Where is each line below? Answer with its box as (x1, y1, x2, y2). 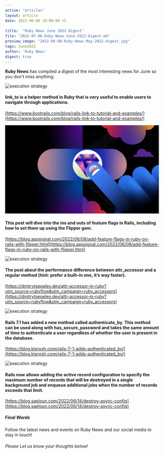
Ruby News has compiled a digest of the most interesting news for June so (5, 68, 157, 74)
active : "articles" (5, 8, 45, 13)
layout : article (5, 13, 38, 18)
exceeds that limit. (5, 387, 44, 393)
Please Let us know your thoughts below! (5, 443, 88, 449)
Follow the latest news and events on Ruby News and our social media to (5, 427, 152, 432)
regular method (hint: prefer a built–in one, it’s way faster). (5, 272, 126, 278)
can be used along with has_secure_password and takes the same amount (5, 324, 159, 330)
